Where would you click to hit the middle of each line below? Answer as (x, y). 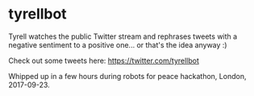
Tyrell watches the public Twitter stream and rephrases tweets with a (123, 36)
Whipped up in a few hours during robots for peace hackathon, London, (127, 76)
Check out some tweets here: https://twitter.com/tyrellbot (104, 61)
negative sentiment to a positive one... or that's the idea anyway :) (118, 44)
